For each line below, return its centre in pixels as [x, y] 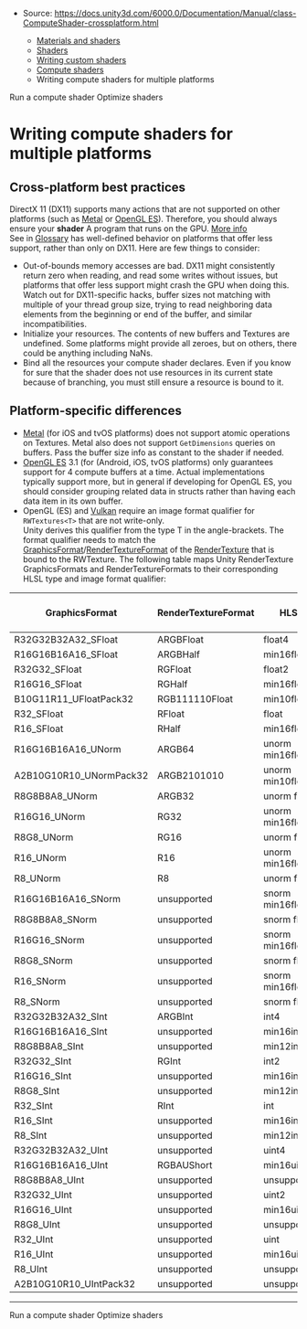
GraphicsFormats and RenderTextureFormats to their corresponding [150, 569]
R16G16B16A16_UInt [61, 1164]
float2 [276, 669]
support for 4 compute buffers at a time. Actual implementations [143, 472]
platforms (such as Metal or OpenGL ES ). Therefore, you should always [143, 219]
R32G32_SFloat [48, 669]
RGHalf [172, 684]
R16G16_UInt [43, 1209]
